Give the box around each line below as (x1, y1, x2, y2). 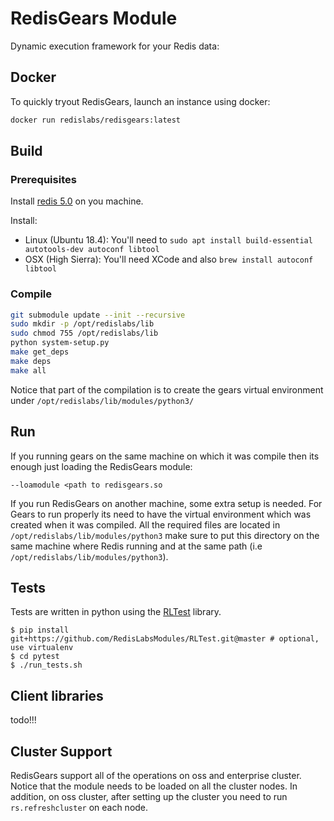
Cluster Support (10, 743, 113, 760)
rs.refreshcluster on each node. (10, 801, 149, 813)
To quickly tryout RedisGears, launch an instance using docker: (10, 95, 271, 107)
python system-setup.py (10, 338, 110, 348)
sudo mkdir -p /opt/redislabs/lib (10, 319, 155, 329)
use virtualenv (10, 643, 74, 653)
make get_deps (10, 347, 70, 357)
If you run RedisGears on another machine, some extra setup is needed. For (10, 497, 323, 509)
